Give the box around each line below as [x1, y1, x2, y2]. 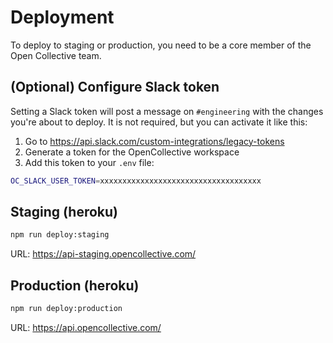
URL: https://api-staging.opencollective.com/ [10, 248, 197, 260]
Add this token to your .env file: [24, 156, 155, 168]
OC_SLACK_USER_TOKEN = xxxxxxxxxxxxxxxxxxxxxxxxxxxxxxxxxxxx [10, 176, 262, 186]
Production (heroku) [10, 277, 140, 294]
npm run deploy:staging [10, 230, 110, 240]
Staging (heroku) [10, 204, 118, 221]
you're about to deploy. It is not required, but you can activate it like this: [10, 116, 308, 128]
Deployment [10, 6, 115, 29]
